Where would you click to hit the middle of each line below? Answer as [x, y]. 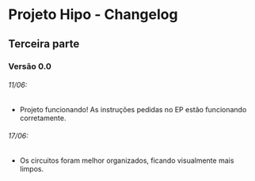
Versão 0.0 [30, 66]
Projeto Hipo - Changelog [93, 15]
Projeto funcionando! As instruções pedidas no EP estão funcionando [133, 109]
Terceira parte [44, 44]
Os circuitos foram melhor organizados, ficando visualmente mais [127, 160]
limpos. [32, 168]
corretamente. [43, 118]
